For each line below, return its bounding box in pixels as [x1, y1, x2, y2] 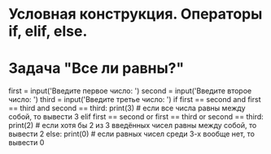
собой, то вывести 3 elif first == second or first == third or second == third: [8, 112, 264, 122]
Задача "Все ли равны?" [8, 59, 185, 78]
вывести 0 [8, 138, 45, 148]
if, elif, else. [8, 22, 88, 41]
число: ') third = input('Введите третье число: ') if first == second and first [8, 95, 261, 105]
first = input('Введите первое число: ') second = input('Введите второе [8, 86, 252, 96]
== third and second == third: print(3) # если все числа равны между [8, 103, 246, 113]
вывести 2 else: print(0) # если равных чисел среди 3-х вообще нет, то [8, 129, 255, 139]
